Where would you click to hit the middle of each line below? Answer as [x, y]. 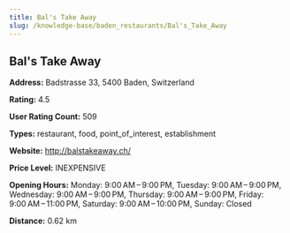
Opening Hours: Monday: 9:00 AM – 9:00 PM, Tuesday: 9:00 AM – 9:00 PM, [145, 185]
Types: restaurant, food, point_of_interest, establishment [113, 134]
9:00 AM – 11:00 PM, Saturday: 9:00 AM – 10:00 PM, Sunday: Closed [130, 204]
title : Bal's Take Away [53, 17]
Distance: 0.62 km [43, 221]
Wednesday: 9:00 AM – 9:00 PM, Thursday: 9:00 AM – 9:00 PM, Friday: [137, 194]
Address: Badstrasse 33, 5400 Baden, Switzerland [102, 83]
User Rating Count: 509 [53, 116]
